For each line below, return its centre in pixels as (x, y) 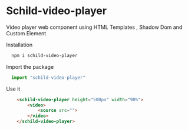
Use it (13, 89)
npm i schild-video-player (44, 55)
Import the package (30, 66)
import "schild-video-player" (48, 78)
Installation (19, 45)
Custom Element (26, 33)
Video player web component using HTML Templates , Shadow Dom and (94, 27)
